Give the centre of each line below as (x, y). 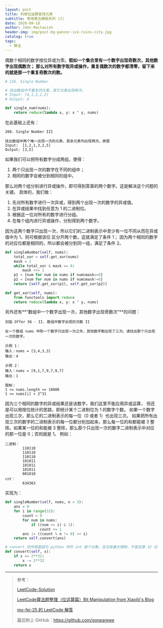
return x (23, 565)
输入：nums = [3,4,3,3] (28, 351)
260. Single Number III (29, 132)
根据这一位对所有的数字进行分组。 (46, 214)
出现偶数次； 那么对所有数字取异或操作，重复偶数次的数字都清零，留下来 (82, 66)
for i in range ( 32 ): (34, 511)
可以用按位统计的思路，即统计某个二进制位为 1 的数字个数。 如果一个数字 (82, 410)
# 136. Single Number (27, 81)
